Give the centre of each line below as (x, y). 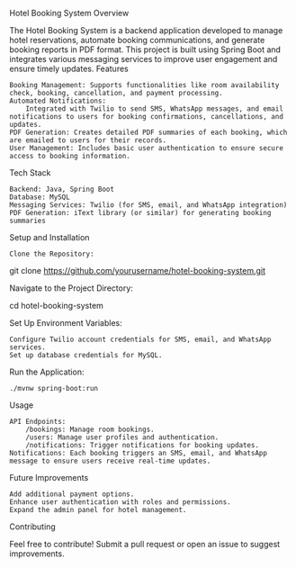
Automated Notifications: (58, 101)
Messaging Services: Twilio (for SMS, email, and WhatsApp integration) (148, 205)
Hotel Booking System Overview (69, 13)
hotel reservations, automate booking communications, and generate (137, 40)
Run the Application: (47, 372)
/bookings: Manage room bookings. (90, 429)
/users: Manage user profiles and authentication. (122, 437)
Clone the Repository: (52, 254)
